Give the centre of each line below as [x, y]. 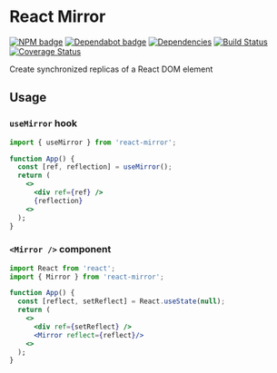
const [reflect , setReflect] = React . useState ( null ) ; [121, 301]
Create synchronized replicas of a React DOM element [111, 69]
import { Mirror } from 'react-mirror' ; [87, 277]
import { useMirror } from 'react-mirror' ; [93, 142]
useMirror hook [43, 123]
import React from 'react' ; [63, 268]
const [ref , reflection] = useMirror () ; [95, 167]
